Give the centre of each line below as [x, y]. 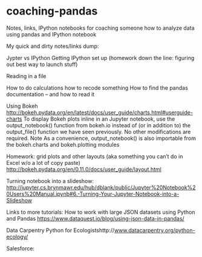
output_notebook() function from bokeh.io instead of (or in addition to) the [99, 125]
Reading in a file [26, 76]
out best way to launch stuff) [42, 64]
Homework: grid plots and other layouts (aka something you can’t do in [95, 156]
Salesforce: [21, 248]
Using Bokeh [22, 106]
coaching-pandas [52, 11]
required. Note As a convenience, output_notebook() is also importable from [101, 138]
